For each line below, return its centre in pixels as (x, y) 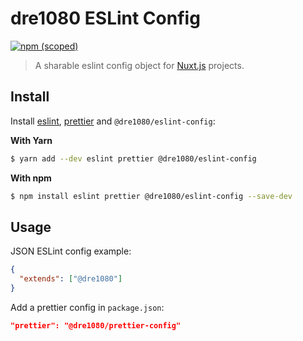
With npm (31, 178)
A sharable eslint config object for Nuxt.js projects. (139, 65)
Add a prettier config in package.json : (87, 307)
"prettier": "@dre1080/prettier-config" (96, 325)
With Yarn (31, 140)
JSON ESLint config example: (71, 251)
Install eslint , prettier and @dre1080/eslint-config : (113, 121)
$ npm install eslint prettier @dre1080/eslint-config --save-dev (151, 196)
